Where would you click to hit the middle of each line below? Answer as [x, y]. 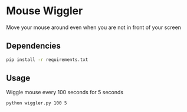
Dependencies [33, 46]
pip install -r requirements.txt [47, 60]
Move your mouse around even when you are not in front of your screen [94, 27]
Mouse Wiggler [45, 11]
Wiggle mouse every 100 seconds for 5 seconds [65, 92]
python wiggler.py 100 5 [37, 103]
